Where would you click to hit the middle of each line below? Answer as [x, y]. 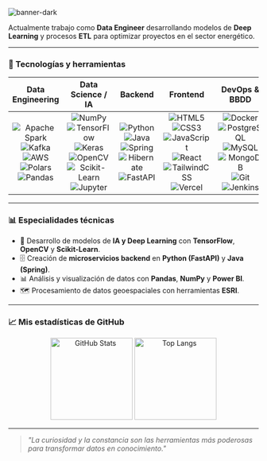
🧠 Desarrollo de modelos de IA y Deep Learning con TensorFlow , [127, 240]
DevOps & [240, 90]
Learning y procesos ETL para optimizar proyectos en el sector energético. [132, 36]
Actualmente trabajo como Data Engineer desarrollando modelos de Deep [130, 27]
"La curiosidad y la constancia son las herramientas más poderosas [140, 440]
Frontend [187, 95]
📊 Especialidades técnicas [62, 220]
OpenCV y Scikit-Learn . [60, 249]
